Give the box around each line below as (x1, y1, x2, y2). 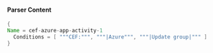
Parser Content (7, 6, 52, 14)
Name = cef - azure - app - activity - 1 (7, 28, 103, 34)
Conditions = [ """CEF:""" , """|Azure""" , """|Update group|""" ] (13, 33, 208, 41)
